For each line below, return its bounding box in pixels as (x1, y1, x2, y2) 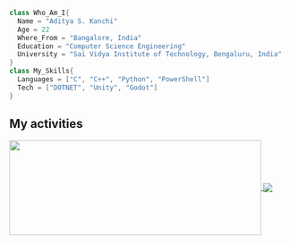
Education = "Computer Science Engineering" (17, 41, 186, 51)
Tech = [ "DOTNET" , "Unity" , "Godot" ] (17, 83, 158, 92)
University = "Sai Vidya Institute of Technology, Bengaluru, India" (17, 50, 282, 59)
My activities (9, 116, 83, 131)
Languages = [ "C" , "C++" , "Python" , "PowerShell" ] (17, 75, 210, 84)
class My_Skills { (9, 67, 74, 76)
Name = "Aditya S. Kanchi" (17, 16, 118, 26)
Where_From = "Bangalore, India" (17, 33, 142, 42)
